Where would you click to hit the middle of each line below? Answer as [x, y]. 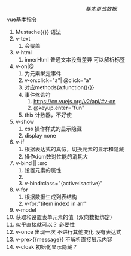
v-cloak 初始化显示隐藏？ [46, 247]
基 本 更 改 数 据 [101, 9]
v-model [26, 210]
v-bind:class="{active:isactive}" [64, 183]
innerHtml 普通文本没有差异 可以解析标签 [74, 60]
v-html [24, 52]
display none [40, 135]
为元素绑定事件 [43, 73]
